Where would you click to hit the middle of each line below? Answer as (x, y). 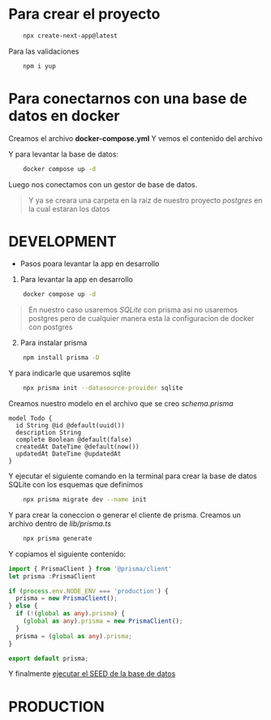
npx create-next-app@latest (70, 36)
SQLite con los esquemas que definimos (76, 485)
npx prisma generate (58, 538)
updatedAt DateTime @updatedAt (69, 454)
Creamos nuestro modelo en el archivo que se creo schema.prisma (121, 404)
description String (49, 433)
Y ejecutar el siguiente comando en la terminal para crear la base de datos (133, 476)
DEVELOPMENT (63, 241)
